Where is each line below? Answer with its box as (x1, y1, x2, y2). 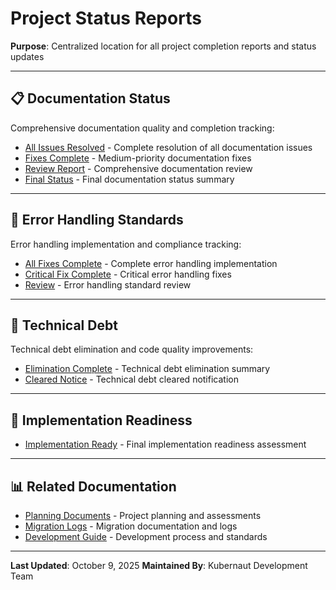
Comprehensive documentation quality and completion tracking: (10, 122, 275, 134)
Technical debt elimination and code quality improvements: (10, 343, 254, 356)
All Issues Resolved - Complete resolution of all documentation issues (24, 141, 313, 153)
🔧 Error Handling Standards (10, 212, 184, 229)
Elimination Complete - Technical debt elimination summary (24, 363, 271, 375)
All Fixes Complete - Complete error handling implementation (24, 257, 278, 269)
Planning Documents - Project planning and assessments (24, 510, 262, 521)
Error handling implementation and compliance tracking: (10, 238, 242, 250)
